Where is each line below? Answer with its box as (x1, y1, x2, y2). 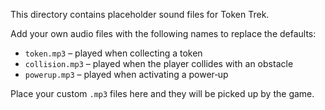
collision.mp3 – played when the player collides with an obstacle (24, 58, 294, 69)
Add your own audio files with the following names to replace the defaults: (10, 28, 317, 39)
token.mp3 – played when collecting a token (24, 47, 203, 59)
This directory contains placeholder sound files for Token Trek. (10, 9, 270, 20)
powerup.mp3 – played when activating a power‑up (24, 69, 229, 80)
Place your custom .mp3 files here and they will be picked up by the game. (10, 88, 315, 99)
